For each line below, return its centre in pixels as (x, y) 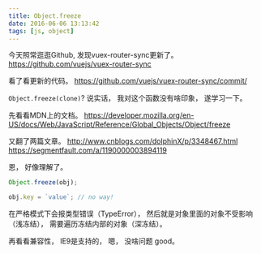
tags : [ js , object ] (41, 31)
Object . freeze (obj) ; (43, 183)
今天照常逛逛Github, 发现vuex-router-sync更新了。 (93, 55)
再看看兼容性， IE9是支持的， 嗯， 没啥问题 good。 (94, 241)
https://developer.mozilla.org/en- (139, 115)
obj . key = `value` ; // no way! (61, 197)
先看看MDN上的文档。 (45, 115)
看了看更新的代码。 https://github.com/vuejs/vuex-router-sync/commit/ (128, 81)
